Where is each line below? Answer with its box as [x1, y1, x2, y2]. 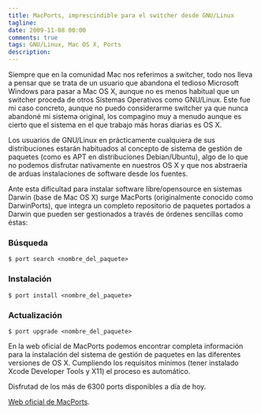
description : [8, 48, 51, 56]
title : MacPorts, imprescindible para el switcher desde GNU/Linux [8, 11, 235, 20]
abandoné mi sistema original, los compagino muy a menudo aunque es [8, 112, 242, 121]
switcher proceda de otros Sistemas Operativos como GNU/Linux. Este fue [8, 95, 251, 104]
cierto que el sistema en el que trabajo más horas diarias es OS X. [8, 120, 222, 129]
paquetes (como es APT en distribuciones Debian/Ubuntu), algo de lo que [8, 152, 248, 162]
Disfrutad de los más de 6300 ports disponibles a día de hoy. [8, 382, 207, 391]
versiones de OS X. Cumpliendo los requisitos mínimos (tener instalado [8, 358, 239, 367]
